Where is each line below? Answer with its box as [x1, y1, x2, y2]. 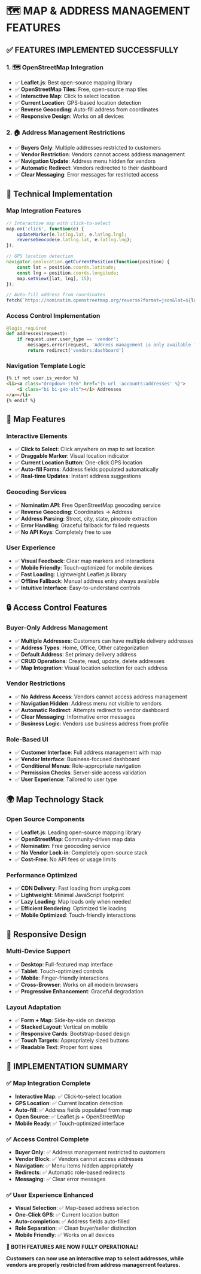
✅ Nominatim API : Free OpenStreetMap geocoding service [14, 501, 161, 509]
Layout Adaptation [6, 1003, 62, 1011]
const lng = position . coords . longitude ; [17, 270, 119, 276]
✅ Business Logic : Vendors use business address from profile [14, 720, 169, 727]
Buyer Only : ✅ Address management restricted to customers [14, 1149, 166, 1156]
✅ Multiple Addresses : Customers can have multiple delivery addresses [14, 637, 194, 644]
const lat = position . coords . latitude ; [17, 264, 117, 270]
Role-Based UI [6, 735, 49, 743]
